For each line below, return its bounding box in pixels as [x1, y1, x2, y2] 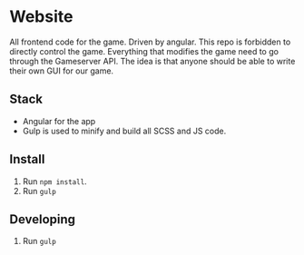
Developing [9, 211, 75, 227]
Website [9, 6, 74, 27]
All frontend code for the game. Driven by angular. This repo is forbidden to [9, 36, 291, 47]
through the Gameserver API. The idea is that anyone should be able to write [9, 55, 296, 66]
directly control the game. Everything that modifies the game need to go [9, 45, 279, 56]
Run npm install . [22, 175, 88, 187]
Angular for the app [22, 115, 96, 126]
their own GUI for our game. [9, 65, 114, 76]
